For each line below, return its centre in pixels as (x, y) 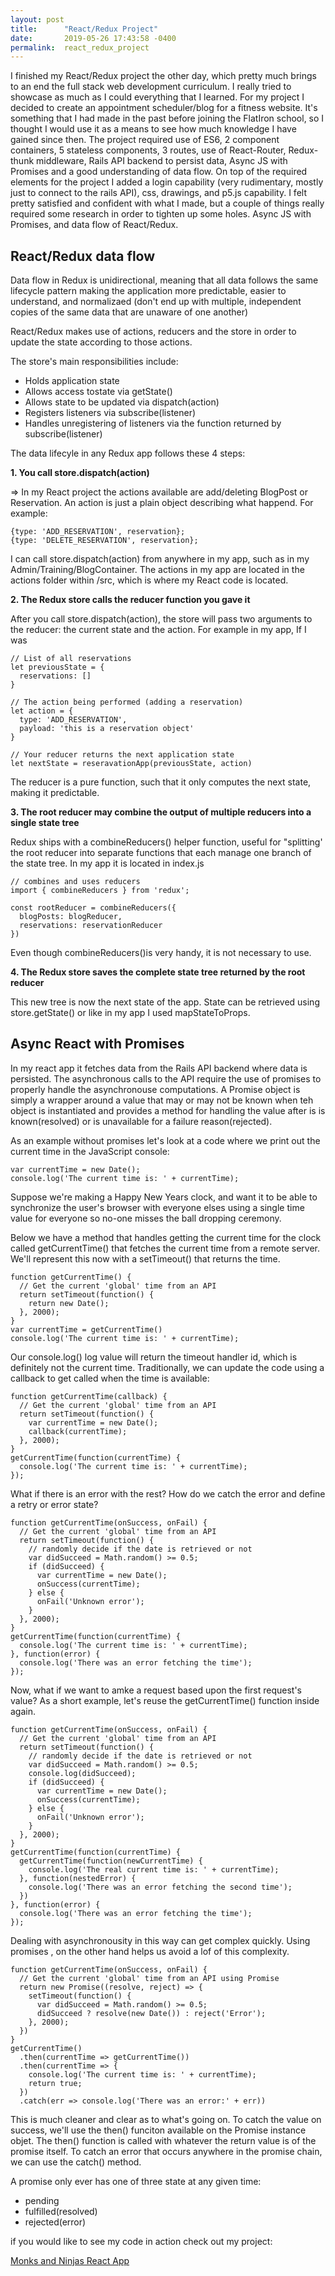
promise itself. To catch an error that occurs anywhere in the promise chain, (166, 2151)
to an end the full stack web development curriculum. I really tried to (151, 87)
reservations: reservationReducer (91, 926)
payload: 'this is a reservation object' (107, 729)
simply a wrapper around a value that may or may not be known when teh (162, 1100)
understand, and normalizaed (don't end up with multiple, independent (156, 302)
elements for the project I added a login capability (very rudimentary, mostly (167, 182)
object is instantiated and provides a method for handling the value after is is (168, 1110)
